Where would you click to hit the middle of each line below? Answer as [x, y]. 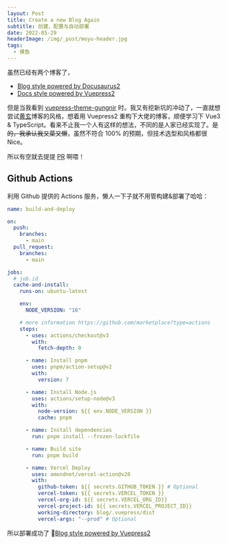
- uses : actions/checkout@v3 [67, 335]
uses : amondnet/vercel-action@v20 [81, 474]
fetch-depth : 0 [59, 348]
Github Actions [40, 178]
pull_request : [33, 247]
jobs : [15, 272]
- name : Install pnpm [56, 361]
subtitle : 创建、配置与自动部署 [48, 26]
